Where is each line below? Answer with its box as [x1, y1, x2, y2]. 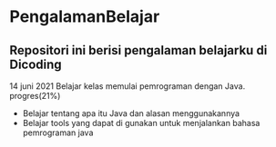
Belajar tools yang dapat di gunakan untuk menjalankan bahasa [22, 118, 261, 128]
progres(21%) [9, 91, 61, 101]
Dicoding [9, 56, 62, 72]
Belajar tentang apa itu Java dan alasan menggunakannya [22, 108, 240, 119]
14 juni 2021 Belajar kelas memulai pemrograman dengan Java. [9, 81, 246, 92]
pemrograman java [22, 127, 94, 138]
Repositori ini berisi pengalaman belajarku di [9, 43, 268, 58]
